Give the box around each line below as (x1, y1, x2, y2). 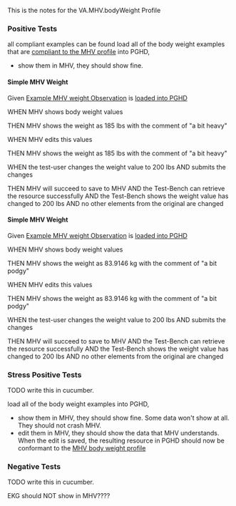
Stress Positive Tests (7, 370, 82, 380)
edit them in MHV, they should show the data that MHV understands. (17, 429, 220, 437)
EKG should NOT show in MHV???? (7, 492, 111, 500)
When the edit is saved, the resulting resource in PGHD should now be (17, 436, 225, 445)
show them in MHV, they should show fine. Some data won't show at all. (17, 413, 230, 422)
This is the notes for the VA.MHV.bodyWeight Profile (7, 6, 161, 14)
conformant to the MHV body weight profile (17, 444, 146, 452)
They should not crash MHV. (17, 421, 102, 430)
